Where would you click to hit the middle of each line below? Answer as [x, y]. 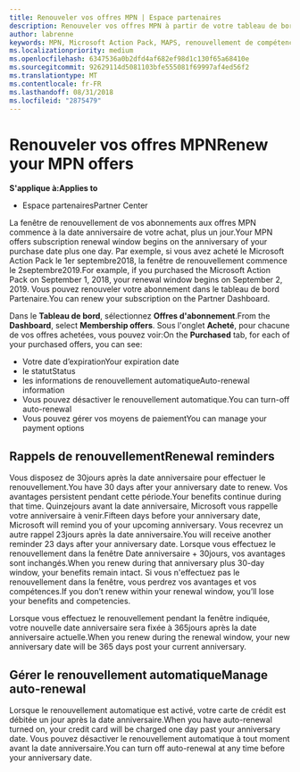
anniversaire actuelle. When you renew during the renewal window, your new [150, 637]
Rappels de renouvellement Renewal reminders [142, 456]
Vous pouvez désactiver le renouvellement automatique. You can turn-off [156, 400]
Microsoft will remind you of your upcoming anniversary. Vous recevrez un [146, 525]
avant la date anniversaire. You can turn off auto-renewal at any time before [147, 748]
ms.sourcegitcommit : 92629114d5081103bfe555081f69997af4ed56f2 [129, 68]
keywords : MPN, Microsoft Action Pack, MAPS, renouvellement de [131, 42]
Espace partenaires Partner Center [85, 205]
